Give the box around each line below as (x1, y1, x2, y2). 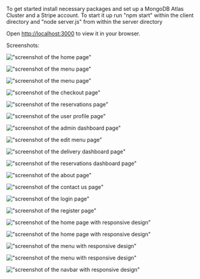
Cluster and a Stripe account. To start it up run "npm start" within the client (6, 12, 194, 19)
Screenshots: (6, 42, 40, 49)
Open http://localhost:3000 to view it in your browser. (6, 30, 141, 37)
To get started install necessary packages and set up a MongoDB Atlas (6, 5, 184, 12)
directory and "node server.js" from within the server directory (6, 18, 163, 25)
